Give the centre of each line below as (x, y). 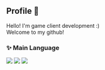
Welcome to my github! (35, 32)
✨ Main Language (33, 48)
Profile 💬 (23, 11)
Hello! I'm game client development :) (53, 25)
